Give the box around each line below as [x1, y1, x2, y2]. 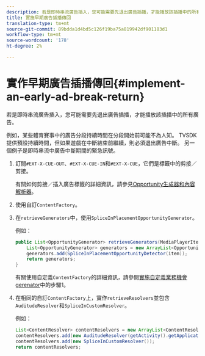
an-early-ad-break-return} [6, 90, 145, 104]
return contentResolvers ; [15, 344, 81, 350]
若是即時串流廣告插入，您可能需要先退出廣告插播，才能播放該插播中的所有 [6, 111, 193, 118]
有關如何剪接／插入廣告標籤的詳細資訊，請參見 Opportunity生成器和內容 [15, 180, 195, 187]
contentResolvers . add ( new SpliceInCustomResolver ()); [15, 338, 155, 344]
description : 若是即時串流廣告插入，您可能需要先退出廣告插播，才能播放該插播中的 [6, 9, 192, 15]
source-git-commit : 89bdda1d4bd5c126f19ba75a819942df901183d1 [6, 26, 168, 32]
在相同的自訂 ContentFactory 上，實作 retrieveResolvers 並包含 [15, 294, 170, 302]
